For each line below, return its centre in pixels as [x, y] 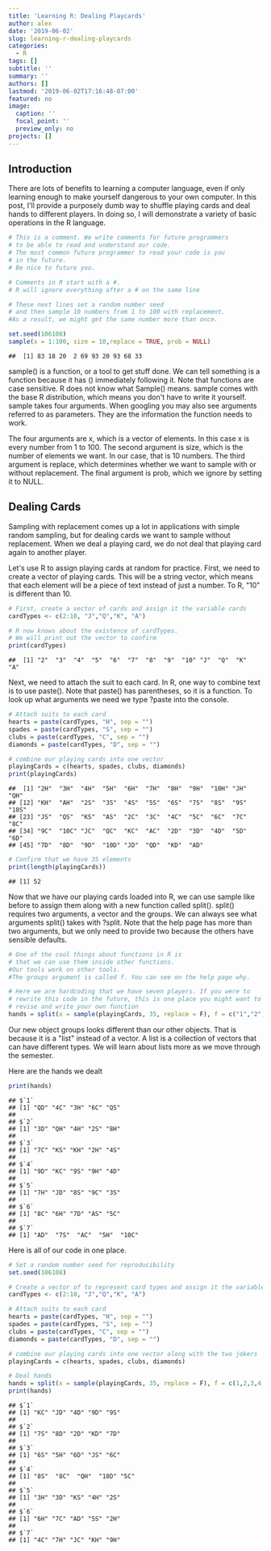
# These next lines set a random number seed [86, 304]
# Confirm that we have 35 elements [70, 860]
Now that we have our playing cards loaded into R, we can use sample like [132, 896]
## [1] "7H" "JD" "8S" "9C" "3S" [65, 1193]
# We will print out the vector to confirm [83, 638]
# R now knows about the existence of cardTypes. [94, 631]
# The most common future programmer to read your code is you [117, 253]
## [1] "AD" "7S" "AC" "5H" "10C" [73, 1235]
